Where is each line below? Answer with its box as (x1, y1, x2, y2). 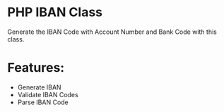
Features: (7, 60, 65, 76)
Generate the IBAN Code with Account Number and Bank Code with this (7, 27, 217, 36)
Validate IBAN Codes (17, 90, 79, 99)
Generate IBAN (17, 82, 61, 92)
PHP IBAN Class (7, 4, 103, 20)
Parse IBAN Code (17, 98, 69, 106)
